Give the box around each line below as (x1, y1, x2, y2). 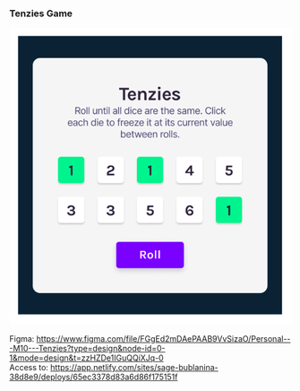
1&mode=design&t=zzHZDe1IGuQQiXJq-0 (9, 352, 164, 363)
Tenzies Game (9, 7, 73, 20)
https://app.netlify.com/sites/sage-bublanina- (50, 362, 219, 373)
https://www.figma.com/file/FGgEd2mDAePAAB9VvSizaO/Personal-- (36, 334, 291, 344)
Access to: (9, 362, 49, 373)
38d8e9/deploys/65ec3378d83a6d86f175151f (9, 371, 178, 383)
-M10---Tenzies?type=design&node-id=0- (9, 343, 166, 354)
